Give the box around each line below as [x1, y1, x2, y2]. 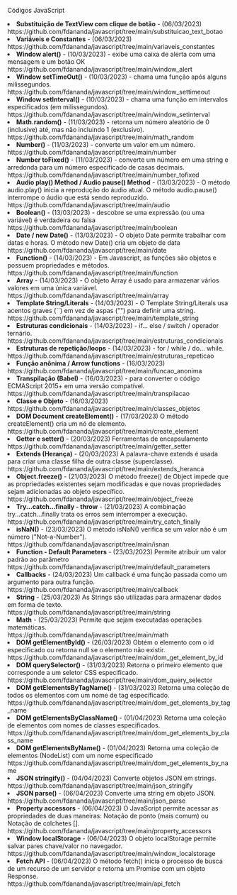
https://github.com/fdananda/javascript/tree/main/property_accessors [7, 827, 212, 835]
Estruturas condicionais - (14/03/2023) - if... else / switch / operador [16, 322, 219, 329]
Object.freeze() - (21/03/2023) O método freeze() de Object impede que [16, 472, 229, 481]
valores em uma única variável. [7, 284, 98, 292]
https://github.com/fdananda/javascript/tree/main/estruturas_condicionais [7, 336, 224, 345]
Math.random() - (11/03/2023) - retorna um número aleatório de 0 [16, 118, 210, 126]
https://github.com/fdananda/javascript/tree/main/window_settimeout [7, 88, 211, 96]
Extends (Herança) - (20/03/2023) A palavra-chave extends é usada [16, 450, 218, 458]
